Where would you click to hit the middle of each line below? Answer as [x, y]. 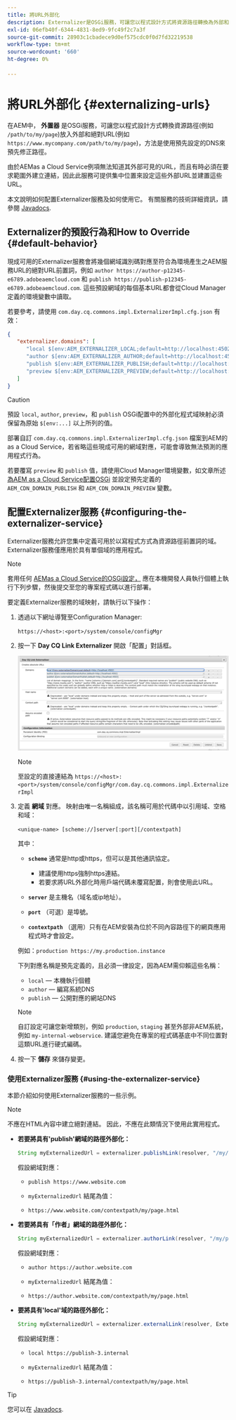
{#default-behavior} [53, 243]
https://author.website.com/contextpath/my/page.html [108, 1296]
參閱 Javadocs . [29, 208]
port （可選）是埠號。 [60, 912]
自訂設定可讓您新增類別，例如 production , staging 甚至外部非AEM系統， [122, 1027]
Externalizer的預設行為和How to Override [99, 232]
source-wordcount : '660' [44, 52]
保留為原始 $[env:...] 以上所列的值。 [62, 423]
